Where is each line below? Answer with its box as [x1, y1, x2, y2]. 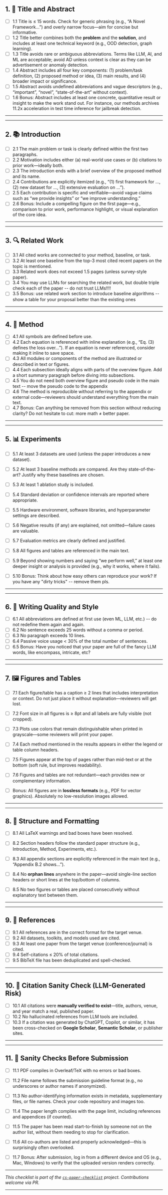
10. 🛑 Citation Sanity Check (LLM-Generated [5, 982, 145, 990]
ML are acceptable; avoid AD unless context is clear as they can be [12, 57, 151, 63]
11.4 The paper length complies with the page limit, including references [12, 1108, 161, 1114]
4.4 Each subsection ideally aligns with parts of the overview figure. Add [12, 366, 162, 372]
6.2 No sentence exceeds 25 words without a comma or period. [12, 627, 144, 633]
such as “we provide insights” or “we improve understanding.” [12, 195, 141, 201]
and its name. [12, 173, 41, 179]
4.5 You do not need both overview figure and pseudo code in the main [12, 377, 159, 383]
